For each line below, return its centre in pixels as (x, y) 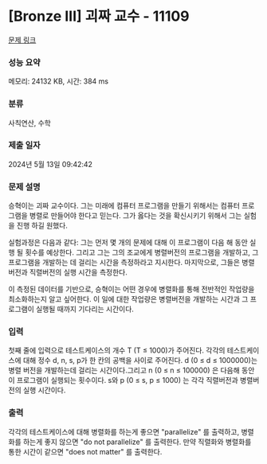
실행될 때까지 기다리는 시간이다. (84, 309)
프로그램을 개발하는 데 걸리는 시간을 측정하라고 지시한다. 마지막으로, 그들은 (124, 263)
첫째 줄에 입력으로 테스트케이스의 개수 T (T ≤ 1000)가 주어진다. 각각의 (117, 350)
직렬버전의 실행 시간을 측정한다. (78, 272)
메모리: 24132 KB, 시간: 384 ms (59, 81)
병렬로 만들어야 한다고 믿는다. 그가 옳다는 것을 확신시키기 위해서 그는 (135, 216)
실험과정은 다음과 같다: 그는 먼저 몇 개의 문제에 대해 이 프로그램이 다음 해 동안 (128, 243)
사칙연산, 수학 (30, 123)
